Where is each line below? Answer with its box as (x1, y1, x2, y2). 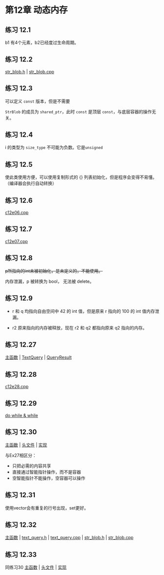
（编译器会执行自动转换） (5, 181, 57, 186)
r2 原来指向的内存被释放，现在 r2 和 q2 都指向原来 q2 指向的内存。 (12, 325, 147, 331)
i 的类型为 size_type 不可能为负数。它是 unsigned (5, 145, 103, 151)
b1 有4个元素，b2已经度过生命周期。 (5, 40, 79, 45)
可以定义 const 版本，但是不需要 (5, 98, 70, 104)
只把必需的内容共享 (12, 463, 51, 469)
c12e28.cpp (5, 384, 28, 390)
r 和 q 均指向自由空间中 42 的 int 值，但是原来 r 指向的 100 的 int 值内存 (12, 308, 155, 314)
